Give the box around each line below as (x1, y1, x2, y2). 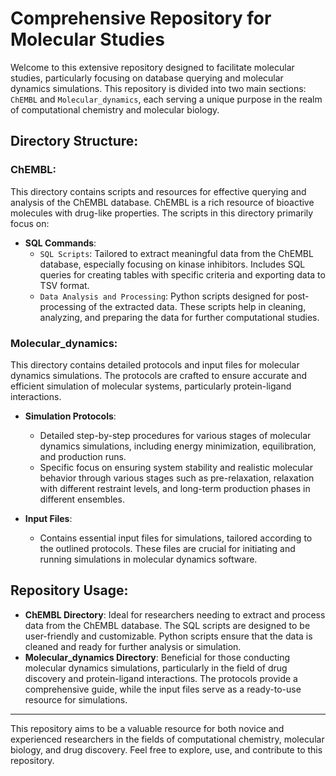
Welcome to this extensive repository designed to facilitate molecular (10, 61, 295, 73)
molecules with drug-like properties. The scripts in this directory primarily (10, 207, 314, 219)
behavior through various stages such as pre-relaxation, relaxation (39, 472, 315, 484)
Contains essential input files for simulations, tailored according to (39, 532, 313, 544)
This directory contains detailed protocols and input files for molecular (10, 358, 300, 371)
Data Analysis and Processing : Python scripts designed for (39, 290, 285, 302)
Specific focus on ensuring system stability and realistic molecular (39, 461, 313, 473)
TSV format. (39, 279, 90, 291)
